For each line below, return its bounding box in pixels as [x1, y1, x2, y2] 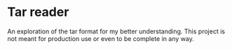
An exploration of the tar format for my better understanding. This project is [7, 27, 226, 35]
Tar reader [7, 4, 69, 20]
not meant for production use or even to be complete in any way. [7, 34, 194, 42]
